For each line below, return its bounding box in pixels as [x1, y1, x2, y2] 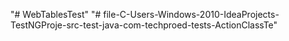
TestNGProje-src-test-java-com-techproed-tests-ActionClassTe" [10, 19, 278, 31]
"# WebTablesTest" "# [10, 9, 102, 20]
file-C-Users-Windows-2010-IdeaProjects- [103, 9, 280, 20]
